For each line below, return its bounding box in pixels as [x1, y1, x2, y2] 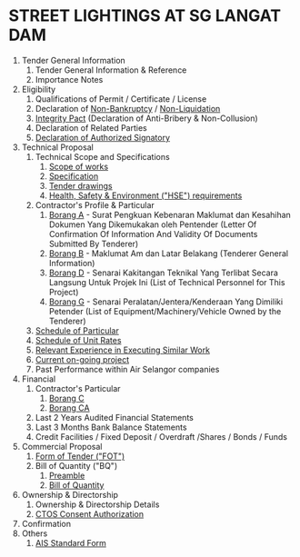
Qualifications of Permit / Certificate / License [35, 93, 207, 104]
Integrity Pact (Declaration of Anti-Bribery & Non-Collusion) [35, 113, 258, 124]
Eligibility [21, 84, 56, 94]
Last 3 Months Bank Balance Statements [35, 422, 187, 433]
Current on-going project [35, 353, 129, 364]
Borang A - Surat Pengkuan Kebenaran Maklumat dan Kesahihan [48, 209, 292, 220]
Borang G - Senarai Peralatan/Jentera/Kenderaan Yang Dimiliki [48, 296, 284, 307]
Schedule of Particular [35, 324, 119, 336]
